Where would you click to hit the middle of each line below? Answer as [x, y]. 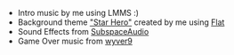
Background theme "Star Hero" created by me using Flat [121, 22]
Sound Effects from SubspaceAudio [83, 31]
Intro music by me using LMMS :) [78, 13]
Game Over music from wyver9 [75, 41]
